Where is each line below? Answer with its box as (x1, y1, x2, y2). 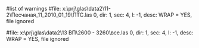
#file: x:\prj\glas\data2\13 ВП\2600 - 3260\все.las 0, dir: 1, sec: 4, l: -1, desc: (6, 29, 194, 36)
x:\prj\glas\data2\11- (62, 5, 111, 12)
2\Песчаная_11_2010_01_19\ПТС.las (6, 11, 92, 18)
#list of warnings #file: (6, 5, 61, 12)
